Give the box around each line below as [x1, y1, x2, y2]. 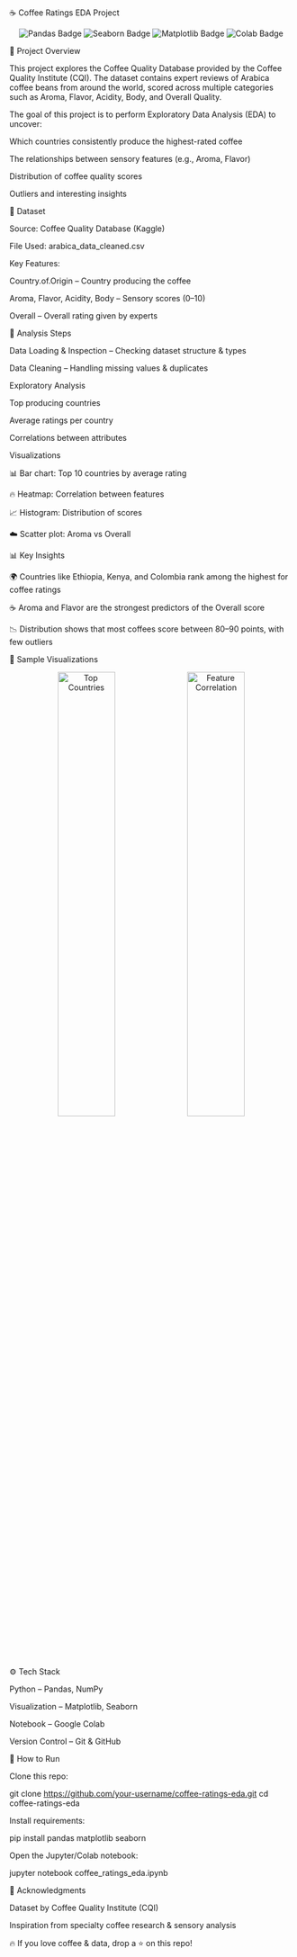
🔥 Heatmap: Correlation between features [9, 489, 165, 499]
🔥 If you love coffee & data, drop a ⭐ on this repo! [9, 1938, 193, 1948]
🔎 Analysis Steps [9, 328, 72, 338]
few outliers [9, 637, 53, 647]
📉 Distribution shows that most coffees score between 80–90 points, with [9, 624, 284, 634]
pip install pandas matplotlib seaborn [9, 1833, 147, 1843]
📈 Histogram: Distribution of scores [9, 507, 142, 517]
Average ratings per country [9, 415, 114, 426]
